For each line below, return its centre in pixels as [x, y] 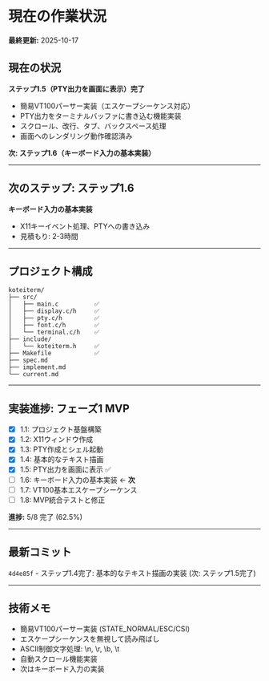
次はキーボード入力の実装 [62, 669]
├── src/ [23, 298]
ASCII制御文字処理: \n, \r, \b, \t [70, 649]
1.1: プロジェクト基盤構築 [60, 429]
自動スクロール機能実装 [58, 659]
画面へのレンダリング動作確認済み [76, 136]
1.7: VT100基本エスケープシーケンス [78, 489]
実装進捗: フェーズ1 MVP [69, 409]
